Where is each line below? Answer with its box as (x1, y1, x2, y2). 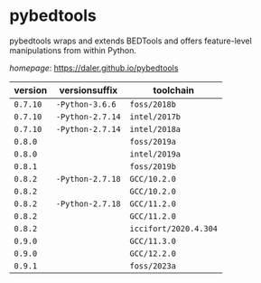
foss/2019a (129, 137, 176, 146)
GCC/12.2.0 (129, 248, 176, 259)
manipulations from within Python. (9, 44, 137, 55)
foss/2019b (129, 161, 176, 172)
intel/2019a (129, 148, 182, 159)
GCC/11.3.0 (129, 236, 176, 246)
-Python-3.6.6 (55, 99, 117, 109)
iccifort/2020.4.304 (129, 223, 219, 233)
